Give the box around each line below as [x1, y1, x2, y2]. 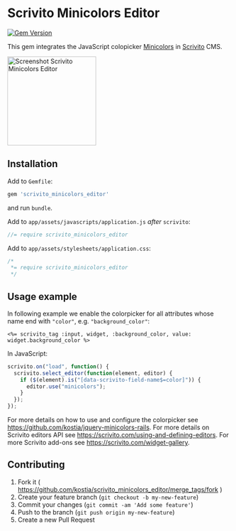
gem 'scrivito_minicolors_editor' [7, 191, 110, 198]
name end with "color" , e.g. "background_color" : [7, 316, 150, 325]
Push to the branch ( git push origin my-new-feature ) [17, 508, 175, 516]
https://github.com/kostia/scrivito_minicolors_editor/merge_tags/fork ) [17, 485, 223, 493]
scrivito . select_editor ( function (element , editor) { [13, 370, 173, 377]
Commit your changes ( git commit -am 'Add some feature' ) [17, 500, 193, 509]
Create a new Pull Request [17, 515, 96, 524]
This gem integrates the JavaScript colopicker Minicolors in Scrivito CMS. [7, 42, 223, 50]
